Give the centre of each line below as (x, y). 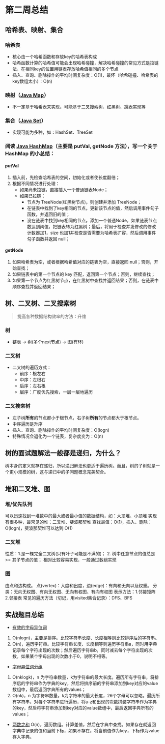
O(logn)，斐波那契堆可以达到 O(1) (39, 528)
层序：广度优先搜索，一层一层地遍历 (56, 392)
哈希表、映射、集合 (34, 30)
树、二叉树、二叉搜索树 (41, 304)
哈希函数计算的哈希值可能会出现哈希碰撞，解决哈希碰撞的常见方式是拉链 (85, 62)
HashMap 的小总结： (30, 154)
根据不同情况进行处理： (36, 183)
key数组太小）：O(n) (32, 81)
